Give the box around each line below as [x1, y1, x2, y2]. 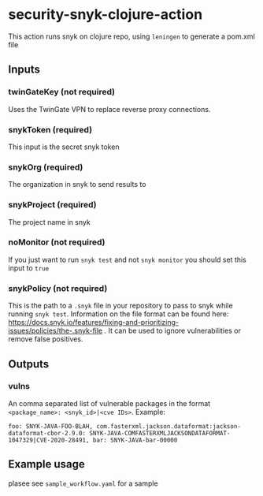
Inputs [8, 63, 41, 76]
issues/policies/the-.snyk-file [8, 326, 103, 336]
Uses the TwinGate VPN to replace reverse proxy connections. [8, 104, 211, 114]
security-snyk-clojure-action [8, 6, 203, 24]
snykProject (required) [8, 200, 97, 211]
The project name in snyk [8, 217, 91, 226]
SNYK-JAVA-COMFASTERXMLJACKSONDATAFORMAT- [89, 429, 231, 437]
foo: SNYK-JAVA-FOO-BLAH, [8, 422, 93, 431]
